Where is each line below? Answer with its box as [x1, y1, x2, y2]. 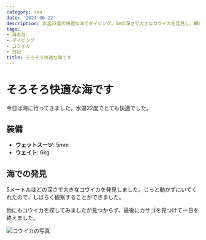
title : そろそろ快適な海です [6, 54, 72, 61]
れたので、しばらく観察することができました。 [6, 193, 124, 201]
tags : [6, 26, 20, 32]
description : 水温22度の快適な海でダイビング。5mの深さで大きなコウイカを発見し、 [6, 20, 194, 26]
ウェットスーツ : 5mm [15, 141, 69, 149]
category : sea [6, 9, 43, 15]
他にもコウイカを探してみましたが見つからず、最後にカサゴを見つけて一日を [6, 206, 199, 214]
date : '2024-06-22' [6, 15, 56, 21]
